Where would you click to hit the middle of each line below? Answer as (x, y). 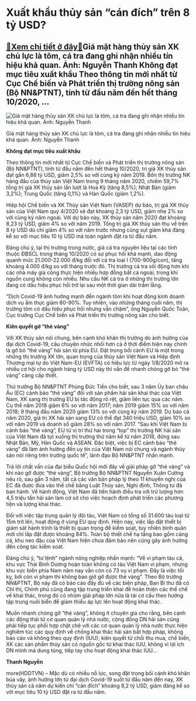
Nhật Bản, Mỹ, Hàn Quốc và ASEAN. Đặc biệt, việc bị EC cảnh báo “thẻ (92, 443)
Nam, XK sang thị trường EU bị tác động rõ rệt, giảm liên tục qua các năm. (95, 399)
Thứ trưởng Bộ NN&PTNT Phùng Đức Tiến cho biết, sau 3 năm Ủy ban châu (97, 387)
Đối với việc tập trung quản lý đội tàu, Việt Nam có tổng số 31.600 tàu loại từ (98, 515)
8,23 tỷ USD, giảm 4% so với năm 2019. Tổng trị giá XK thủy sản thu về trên (97, 224)
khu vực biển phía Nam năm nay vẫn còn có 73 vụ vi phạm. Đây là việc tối (95, 570)
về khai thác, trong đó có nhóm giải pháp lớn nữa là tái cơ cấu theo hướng (95, 595)
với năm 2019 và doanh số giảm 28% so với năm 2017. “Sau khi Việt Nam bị (97, 424)
